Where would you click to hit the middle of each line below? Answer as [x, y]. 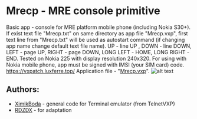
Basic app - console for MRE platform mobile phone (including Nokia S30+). [98, 27]
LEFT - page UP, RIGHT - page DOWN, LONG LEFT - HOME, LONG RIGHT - [98, 52]
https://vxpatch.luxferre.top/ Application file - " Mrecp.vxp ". [78, 71]
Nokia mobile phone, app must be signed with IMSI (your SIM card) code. [95, 65]
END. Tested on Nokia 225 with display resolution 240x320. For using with [96, 58]
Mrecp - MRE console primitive [83, 11]
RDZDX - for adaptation [43, 110]
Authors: [23, 90]
